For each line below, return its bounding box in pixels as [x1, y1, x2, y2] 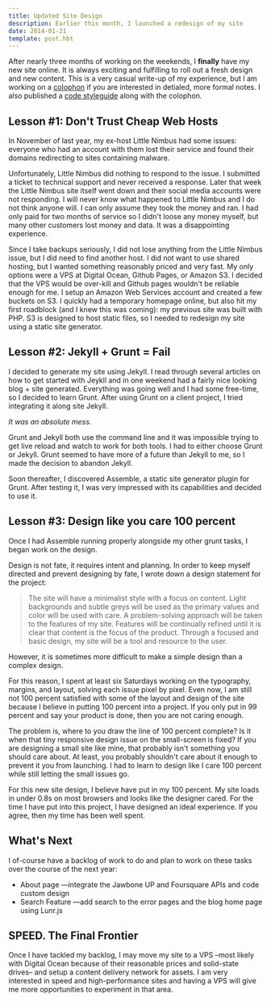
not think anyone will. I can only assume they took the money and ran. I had [8, 203, 259, 213]
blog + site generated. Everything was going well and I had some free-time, [8, 383, 260, 393]
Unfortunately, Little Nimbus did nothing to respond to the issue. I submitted [8, 169, 261, 179]
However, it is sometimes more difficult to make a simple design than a [8, 652, 244, 662]
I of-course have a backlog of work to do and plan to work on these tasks [8, 855, 252, 865]
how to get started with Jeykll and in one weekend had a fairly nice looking [8, 375, 257, 385]
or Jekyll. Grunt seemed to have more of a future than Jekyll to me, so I [8, 450, 245, 459]
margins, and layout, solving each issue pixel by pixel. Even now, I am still [8, 684, 252, 694]
